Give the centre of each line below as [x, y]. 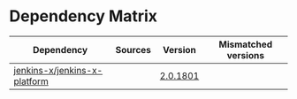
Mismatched [246, 44]
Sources [133, 49]
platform [31, 81]
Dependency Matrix [83, 16]
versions [246, 55]
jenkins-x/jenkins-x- [58, 70]
